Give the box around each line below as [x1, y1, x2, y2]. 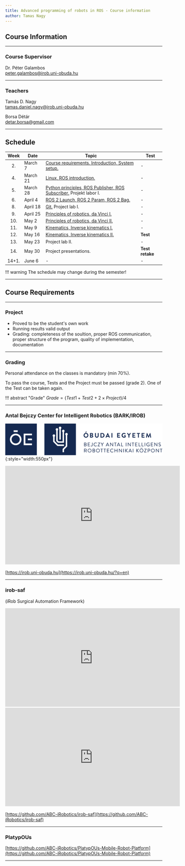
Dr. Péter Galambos [5, 65, 45, 71]
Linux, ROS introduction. [45, 175, 96, 181]
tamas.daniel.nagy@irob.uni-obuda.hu [5, 104, 84, 110]
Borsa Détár [5, 113, 30, 120]
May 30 [24, 248, 40, 254]
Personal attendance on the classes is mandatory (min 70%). [5, 370, 131, 376]
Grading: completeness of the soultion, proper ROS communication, [12, 331, 152, 337]
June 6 [24, 258, 39, 264]
